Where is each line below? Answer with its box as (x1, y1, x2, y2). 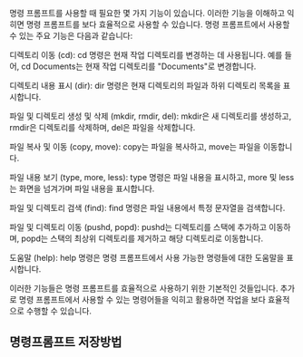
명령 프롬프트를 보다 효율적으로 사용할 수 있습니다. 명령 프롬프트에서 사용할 (25, 18, 290, 30)
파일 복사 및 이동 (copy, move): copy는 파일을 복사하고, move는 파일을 (9, 140, 261, 152)
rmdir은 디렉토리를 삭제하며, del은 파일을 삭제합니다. (9, 121, 196, 132)
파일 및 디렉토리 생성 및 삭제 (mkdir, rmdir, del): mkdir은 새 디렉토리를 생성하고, (9, 111, 292, 121)
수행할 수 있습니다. (25, 305, 93, 316)
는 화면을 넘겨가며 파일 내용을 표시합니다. (9, 183, 155, 194)
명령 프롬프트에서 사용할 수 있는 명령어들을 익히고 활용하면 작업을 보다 (18, 294, 266, 304)
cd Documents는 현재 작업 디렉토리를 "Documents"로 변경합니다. (21, 61, 257, 72)
